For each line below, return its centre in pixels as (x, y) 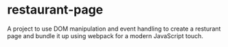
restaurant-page (55, 10)
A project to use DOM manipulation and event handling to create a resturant (114, 29)
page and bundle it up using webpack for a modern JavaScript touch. (105, 35)
